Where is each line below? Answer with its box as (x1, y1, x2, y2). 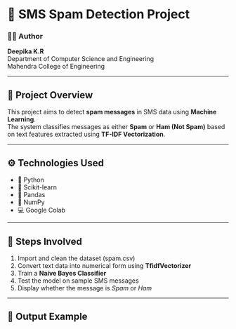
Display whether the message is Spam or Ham (17, 283, 152, 292)
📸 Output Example (7, 311, 88, 323)
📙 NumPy (17, 198, 45, 206)
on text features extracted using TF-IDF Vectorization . (7, 130, 166, 139)
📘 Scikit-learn (17, 183, 58, 192)
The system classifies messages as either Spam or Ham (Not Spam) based (7, 123, 225, 131)
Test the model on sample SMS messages (17, 276, 139, 285)
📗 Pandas (17, 191, 46, 199)
